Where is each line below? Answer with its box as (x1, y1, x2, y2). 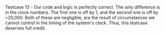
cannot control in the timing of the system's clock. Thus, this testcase (5, 20, 148, 26)
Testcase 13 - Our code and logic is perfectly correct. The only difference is (5, 4, 161, 10)
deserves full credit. (5, 25, 46, 31)
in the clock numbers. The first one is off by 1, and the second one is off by (5, 9, 159, 15)
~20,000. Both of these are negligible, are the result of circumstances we (5, 15, 155, 20)
